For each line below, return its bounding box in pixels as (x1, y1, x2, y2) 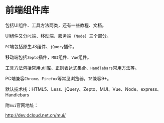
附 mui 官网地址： (5, 102, 39, 108)
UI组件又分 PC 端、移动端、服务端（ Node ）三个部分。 (5, 33, 111, 39)
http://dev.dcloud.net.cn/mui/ (5, 112, 66, 118)
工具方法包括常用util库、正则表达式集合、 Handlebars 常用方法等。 (5, 65, 139, 71)
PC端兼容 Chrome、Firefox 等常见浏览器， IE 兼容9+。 (5, 75, 112, 81)
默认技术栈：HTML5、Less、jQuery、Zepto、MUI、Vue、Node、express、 (5, 86, 162, 92)
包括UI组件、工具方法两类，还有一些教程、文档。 (5, 22, 107, 28)
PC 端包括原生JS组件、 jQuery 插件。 (5, 43, 77, 49)
